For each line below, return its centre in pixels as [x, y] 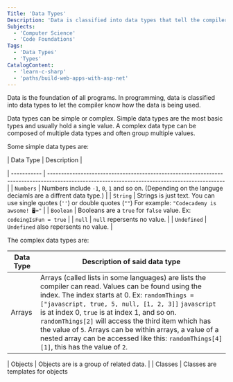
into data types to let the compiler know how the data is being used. [104, 105]
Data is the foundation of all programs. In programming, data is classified [111, 98]
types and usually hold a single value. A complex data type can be [102, 126]
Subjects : [21, 26]
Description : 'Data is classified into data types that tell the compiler [118, 20]
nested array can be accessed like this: [104, 338]
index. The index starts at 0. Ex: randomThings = [117, 295]
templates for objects [37, 372]
